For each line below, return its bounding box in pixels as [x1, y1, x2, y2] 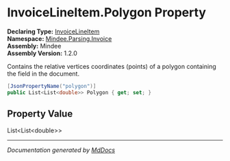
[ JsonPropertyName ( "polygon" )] [7, 83, 97, 89]
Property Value [7, 108, 73, 120]
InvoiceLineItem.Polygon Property [7, 5, 207, 20]
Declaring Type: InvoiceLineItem [7, 27, 100, 35]
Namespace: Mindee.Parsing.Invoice [7, 34, 112, 42]
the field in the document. [7, 70, 80, 78]
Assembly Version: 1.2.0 [7, 49, 77, 57]
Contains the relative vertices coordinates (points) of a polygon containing [7, 62, 217, 70]
